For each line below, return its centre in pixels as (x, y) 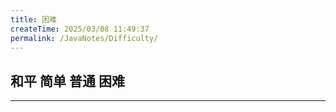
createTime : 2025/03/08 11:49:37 (80, 29)
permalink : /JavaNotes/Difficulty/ (84, 38)
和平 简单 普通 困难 (67, 81)
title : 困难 (33, 19)
